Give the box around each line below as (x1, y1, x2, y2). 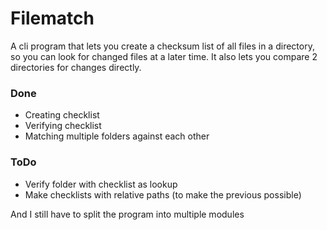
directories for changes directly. (10, 61, 142, 73)
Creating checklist (24, 109, 100, 121)
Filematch (10, 7, 95, 30)
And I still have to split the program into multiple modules (10, 208, 245, 220)
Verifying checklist (24, 120, 102, 132)
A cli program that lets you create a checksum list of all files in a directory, (10, 40, 315, 52)
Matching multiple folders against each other (24, 130, 210, 142)
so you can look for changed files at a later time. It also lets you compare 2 (10, 50, 318, 62)
